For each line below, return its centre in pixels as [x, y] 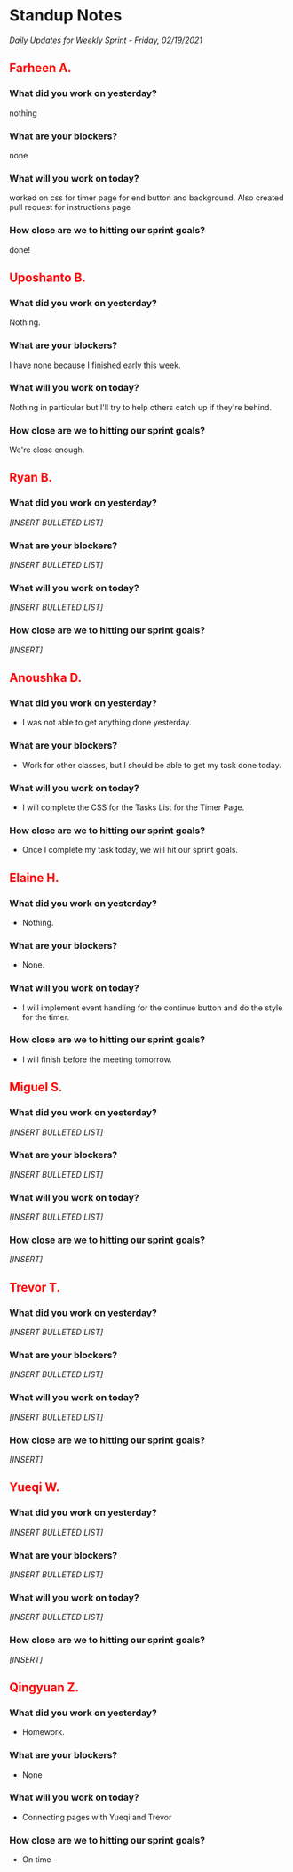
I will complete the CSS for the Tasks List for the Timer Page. [133, 807]
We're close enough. [47, 450]
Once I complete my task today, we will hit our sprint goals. [130, 850]
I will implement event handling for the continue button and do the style [152, 1008]
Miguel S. [36, 1087]
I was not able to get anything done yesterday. [107, 723]
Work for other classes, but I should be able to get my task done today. [151, 765]
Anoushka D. [46, 678]
